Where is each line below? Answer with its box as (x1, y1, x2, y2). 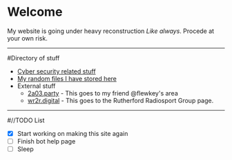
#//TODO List (7, 116, 45, 124)
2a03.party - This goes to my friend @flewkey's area (27, 89, 178, 97)
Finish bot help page (17, 137, 76, 145)
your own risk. (7, 34, 48, 42)
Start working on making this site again (17, 129, 128, 137)
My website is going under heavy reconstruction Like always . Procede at (7, 27, 215, 35)
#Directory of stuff (7, 54, 60, 62)
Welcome (7, 4, 63, 20)
